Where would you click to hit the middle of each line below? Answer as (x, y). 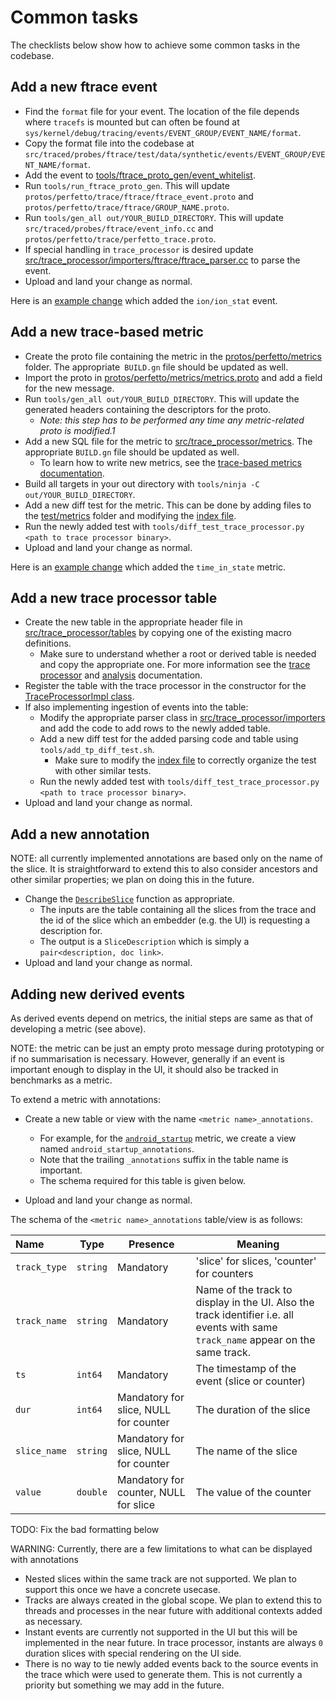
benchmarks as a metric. (61, 1080)
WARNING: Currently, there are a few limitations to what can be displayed (161, 1549)
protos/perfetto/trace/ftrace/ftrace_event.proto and (139, 196)
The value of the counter (253, 1492)
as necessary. (53, 1621)
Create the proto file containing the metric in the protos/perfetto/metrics (173, 356)
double (92, 1492)
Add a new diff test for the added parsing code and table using (169, 739)
